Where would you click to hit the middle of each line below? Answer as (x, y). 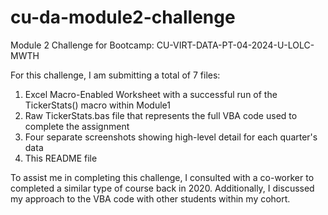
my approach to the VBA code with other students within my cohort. (150, 198)
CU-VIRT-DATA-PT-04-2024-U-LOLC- (235, 45)
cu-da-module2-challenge (123, 17)
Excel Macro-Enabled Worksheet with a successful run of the (151, 94)
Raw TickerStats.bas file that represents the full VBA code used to (161, 115)
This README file (61, 158)
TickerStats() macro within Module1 (97, 105)
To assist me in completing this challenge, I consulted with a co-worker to (162, 177)
